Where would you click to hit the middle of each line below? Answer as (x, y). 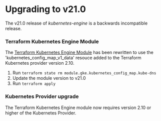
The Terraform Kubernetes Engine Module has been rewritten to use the (79, 52)
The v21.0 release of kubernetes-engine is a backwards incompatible (76, 23)
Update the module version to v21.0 (49, 78)
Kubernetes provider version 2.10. (40, 63)
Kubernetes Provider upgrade (42, 96)
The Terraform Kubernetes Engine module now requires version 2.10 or (78, 107)
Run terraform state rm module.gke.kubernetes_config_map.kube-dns (84, 73)
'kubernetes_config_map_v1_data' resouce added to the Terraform (73, 58)
